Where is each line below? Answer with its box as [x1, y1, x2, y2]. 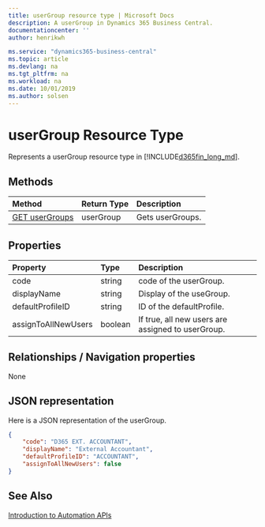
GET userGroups [12, 212, 74, 223]
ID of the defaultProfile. [137, 301, 225, 312]
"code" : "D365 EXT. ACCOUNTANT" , [22, 438, 132, 446]
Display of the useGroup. [137, 288, 230, 299]
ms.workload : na [8, 77, 62, 85]
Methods [8, 175, 54, 188]
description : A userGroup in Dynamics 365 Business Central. [8, 19, 214, 27]
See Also [8, 489, 53, 503]
